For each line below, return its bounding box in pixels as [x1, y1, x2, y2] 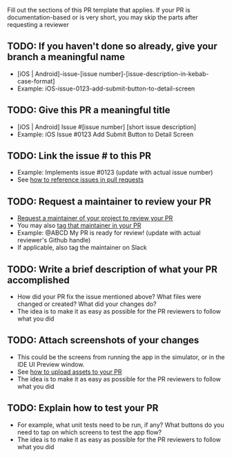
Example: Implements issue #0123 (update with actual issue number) [17, 169, 213, 177]
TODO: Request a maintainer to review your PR [7, 195, 212, 207]
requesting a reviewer [7, 21, 69, 28]
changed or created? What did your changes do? [17, 300, 157, 308]
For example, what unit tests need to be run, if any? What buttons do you [17, 421, 224, 429]
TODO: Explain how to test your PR [7, 402, 159, 414]
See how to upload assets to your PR [17, 368, 122, 376]
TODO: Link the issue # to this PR [7, 150, 152, 162]
